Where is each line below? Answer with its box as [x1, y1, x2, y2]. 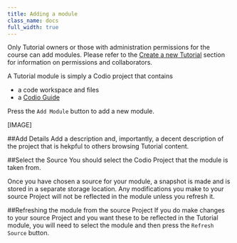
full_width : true [7, 23, 59, 31]
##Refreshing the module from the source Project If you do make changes [7, 206, 226, 215]
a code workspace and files [17, 86, 100, 94]
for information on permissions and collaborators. [7, 58, 153, 67]
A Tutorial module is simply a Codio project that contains [7, 72, 173, 80]
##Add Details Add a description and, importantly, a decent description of [7, 134, 224, 143]
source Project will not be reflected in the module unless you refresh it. [7, 193, 215, 201]
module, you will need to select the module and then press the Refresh [7, 221, 214, 229]
